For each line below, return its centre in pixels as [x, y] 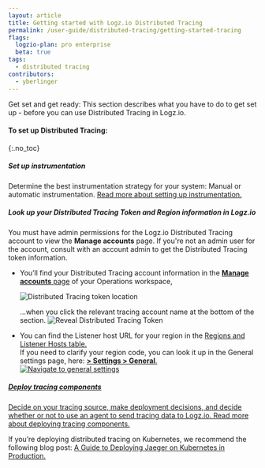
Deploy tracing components [55, 387]
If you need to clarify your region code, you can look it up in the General [136, 352]
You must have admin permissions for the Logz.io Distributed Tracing [121, 232]
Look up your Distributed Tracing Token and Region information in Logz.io [132, 212]
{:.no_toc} [24, 148]
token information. [38, 257]
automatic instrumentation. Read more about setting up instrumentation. [125, 194]
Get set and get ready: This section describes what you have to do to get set [132, 104]
